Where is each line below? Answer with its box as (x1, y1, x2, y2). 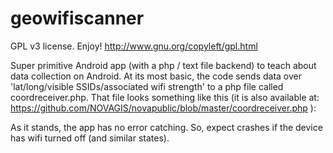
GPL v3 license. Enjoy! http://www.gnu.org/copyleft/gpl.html (10, 40, 258, 52)
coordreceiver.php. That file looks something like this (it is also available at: (10, 91, 320, 103)
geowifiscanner (10, 7, 145, 30)
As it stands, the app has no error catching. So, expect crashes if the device (10, 121, 323, 133)
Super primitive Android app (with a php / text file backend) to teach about (10, 59, 317, 71)
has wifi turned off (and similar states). (10, 132, 170, 144)
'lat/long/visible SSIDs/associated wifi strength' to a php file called (10, 80, 284, 92)
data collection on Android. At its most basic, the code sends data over (10, 70, 302, 82)
